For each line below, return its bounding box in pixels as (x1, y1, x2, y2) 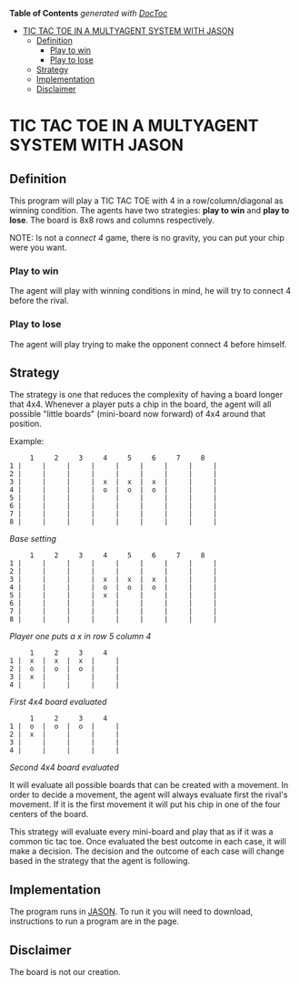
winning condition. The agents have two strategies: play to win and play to (9, 205, 290, 215)
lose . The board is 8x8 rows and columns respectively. (9, 214, 215, 225)
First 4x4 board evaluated (9, 697, 107, 708)
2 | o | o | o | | (9, 665, 120, 674)
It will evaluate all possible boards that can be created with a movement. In (9, 780, 289, 791)
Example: (9, 436, 45, 447)
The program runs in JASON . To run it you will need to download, (9, 907, 254, 918)
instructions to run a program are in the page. (9, 916, 180, 927)
